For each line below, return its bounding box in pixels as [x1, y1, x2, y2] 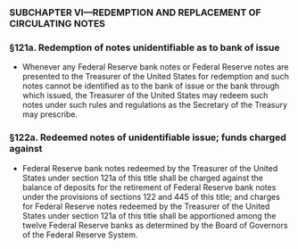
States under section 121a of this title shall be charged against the [21, 172, 263, 183]
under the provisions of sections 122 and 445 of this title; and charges [21, 191, 281, 202]
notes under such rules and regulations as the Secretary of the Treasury [21, 100, 288, 111]
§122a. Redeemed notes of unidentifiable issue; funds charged [9, 131, 287, 144]
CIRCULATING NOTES [9, 17, 105, 29]
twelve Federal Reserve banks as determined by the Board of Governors [21, 220, 288, 230]
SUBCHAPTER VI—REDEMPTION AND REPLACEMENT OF [9, 6, 261, 19]
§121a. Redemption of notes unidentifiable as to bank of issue [9, 41, 280, 54]
